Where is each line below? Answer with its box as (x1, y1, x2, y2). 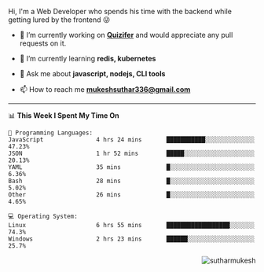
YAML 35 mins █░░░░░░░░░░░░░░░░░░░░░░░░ (8, 164, 255, 171)
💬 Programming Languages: (8, 129, 93, 137)
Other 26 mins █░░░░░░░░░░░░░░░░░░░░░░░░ (8, 191, 255, 199)
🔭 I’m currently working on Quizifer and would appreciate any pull (19, 31, 233, 39)
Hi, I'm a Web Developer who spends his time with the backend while (8, 7, 232, 16)
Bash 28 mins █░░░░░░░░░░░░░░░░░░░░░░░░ (8, 177, 255, 185)
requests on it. (19, 39, 67, 48)
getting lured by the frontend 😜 (8, 15, 111, 24)
